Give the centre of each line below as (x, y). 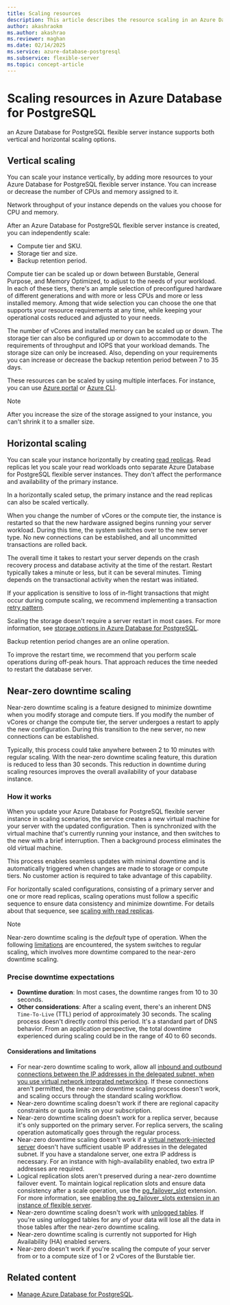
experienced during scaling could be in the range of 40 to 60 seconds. (117, 1036)
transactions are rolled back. (47, 545)
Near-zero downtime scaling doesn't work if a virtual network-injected (116, 1139)
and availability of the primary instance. (63, 482)
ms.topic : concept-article (46, 64)
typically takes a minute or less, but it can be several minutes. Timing (104, 572)
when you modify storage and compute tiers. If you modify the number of (111, 715)
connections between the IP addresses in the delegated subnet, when (115, 1074)
